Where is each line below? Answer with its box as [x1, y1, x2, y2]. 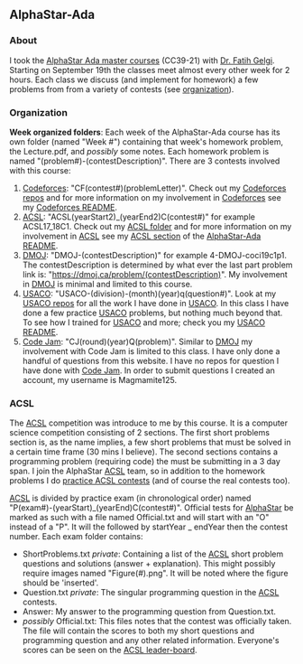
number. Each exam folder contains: [9, 531, 143, 542]
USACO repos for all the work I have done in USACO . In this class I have [22, 297, 289, 308]
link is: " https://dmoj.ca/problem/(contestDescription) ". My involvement [22, 268, 289, 279]
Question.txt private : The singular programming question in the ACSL [22, 587, 280, 598]
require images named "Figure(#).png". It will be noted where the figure [22, 568, 289, 579]
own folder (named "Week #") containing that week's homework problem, [9, 136, 284, 147]
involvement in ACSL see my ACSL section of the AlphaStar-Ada [22, 230, 262, 241]
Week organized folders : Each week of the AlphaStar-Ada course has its [9, 126, 281, 137]
